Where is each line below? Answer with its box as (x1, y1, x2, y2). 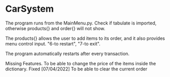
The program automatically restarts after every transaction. (5, 50, 130, 57)
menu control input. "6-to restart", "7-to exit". (5, 40, 101, 46)
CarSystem (5, 3, 54, 15)
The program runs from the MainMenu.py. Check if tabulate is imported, (5, 20, 157, 26)
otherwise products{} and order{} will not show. (5, 25, 106, 31)
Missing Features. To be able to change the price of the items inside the (5, 60, 156, 66)
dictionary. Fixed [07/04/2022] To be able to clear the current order (5, 66, 148, 72)
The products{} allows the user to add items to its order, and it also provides (5, 35, 165, 41)
